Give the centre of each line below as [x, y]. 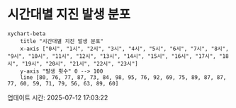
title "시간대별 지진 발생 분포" [62, 41]
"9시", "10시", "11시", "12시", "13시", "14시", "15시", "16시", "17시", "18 [118, 56]
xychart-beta [27, 34]
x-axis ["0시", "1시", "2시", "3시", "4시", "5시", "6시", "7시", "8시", [124, 49]
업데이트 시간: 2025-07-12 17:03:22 [58, 97]
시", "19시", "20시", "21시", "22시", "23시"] [73, 64]
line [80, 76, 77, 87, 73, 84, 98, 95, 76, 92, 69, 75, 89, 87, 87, [123, 77]
